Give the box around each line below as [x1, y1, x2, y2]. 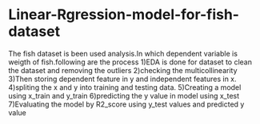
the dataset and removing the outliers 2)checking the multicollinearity [8, 65, 238, 75]
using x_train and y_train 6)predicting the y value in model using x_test [8, 91, 240, 100]
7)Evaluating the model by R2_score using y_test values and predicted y [8, 99, 245, 109]
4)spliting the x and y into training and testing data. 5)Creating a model [8, 82, 242, 92]
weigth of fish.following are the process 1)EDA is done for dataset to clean [8, 57, 252, 67]
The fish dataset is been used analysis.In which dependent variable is [8, 48, 238, 58]
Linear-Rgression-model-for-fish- [8, 6, 240, 24]
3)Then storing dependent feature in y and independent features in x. [8, 74, 238, 83]
